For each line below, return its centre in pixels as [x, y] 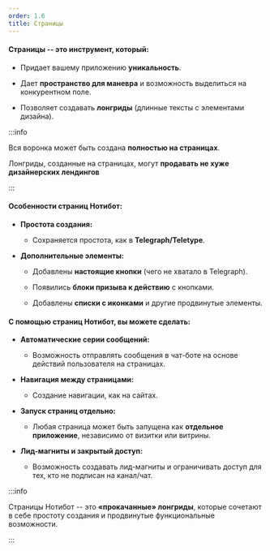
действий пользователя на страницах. [99, 364]
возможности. [33, 524]
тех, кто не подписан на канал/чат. [92, 476]
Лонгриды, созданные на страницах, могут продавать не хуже [119, 163]
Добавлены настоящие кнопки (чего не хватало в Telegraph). [140, 271]
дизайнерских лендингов [54, 172]
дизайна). [37, 116]
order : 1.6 [27, 16]
